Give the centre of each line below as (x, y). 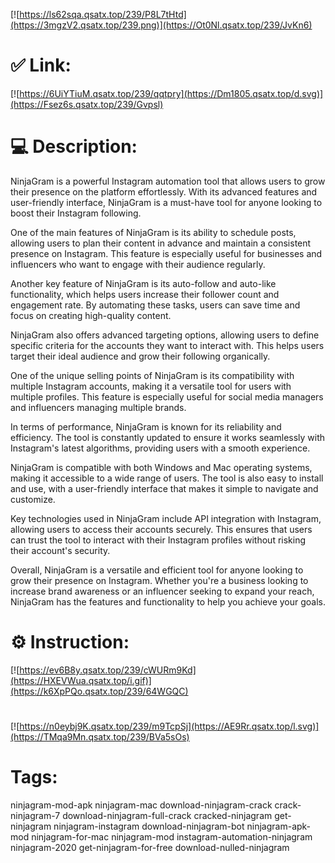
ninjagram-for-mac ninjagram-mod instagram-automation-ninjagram (172, 836)
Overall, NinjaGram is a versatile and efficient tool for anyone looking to (157, 570)
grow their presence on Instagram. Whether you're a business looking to (159, 580)
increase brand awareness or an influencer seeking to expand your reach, (162, 591)
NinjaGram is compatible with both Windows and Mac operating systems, (161, 467)
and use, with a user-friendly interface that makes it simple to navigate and (164, 488)
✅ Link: (41, 65)
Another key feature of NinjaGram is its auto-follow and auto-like (143, 283)
